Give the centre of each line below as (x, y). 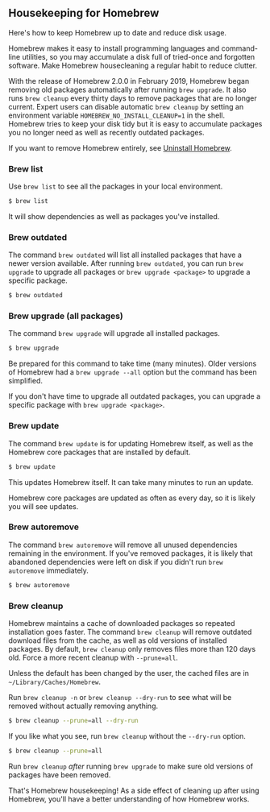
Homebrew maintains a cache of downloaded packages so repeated (122, 623)
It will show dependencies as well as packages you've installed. (114, 216)
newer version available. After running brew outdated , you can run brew (126, 263)
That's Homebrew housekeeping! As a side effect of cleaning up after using (134, 790)
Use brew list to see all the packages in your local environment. (116, 186)
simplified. (25, 381)
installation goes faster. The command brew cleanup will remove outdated (130, 632)
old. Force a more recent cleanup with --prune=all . (93, 657)
